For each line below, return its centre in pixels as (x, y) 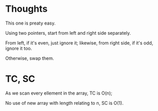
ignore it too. (19, 48)
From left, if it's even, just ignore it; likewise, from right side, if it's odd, (79, 43)
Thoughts (26, 9)
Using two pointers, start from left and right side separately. (68, 33)
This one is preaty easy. (30, 23)
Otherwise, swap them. (30, 58)
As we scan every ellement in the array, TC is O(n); (59, 93)
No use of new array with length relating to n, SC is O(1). (64, 103)
